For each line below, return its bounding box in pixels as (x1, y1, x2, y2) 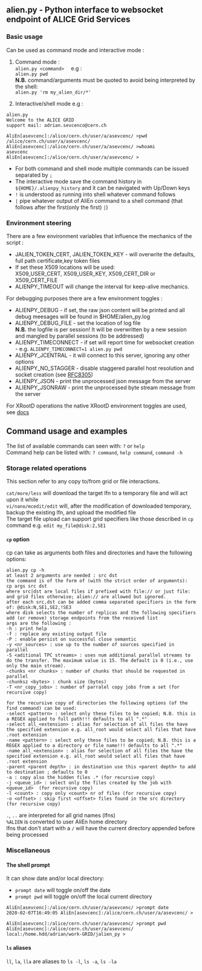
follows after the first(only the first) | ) (15, 203, 108, 211)
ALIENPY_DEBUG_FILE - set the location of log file (15, 319, 141, 327)
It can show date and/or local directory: (6, 874, 105, 882)
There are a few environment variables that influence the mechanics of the (6, 232, 192, 239)
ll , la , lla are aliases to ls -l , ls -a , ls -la (6, 958, 117, 965)
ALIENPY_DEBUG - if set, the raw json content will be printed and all (15, 306, 186, 313)
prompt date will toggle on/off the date (15, 887, 111, 894)
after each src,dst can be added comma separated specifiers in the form (6, 599, 197, 605)
